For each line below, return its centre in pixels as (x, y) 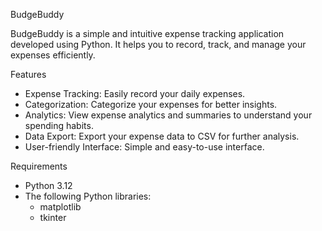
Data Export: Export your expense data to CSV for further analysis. (162, 136)
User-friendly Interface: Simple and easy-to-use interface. (144, 147)
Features (28, 74)
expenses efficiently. (53, 55)
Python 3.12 (48, 185)
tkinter (53, 217)
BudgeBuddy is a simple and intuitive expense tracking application (147, 33)
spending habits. (59, 125)
